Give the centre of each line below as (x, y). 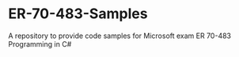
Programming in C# (40, 44)
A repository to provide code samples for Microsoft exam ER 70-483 (120, 36)
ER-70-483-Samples (78, 14)
